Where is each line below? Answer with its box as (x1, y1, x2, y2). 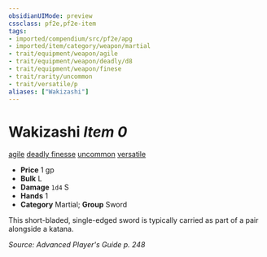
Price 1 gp (20, 165, 55, 175)
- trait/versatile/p (8, 80, 79, 88)
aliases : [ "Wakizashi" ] (8, 87, 90, 96)
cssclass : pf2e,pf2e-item (8, 20, 96, 28)
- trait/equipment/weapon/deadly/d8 (8, 58, 133, 66)
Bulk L (20, 174, 42, 184)
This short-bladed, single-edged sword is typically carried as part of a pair (8, 216, 259, 225)
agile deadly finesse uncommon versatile (8, 150, 147, 159)
